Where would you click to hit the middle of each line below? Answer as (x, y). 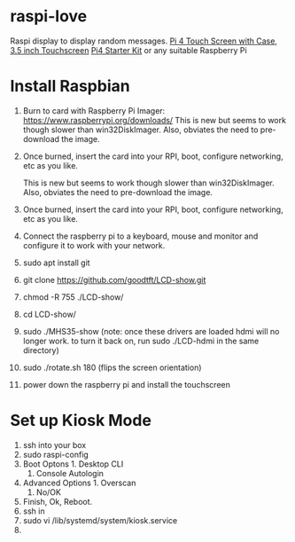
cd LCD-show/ (49, 314)
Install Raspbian (70, 86)
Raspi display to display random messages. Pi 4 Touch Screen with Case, (144, 41)
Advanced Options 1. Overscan (79, 483)
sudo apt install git (57, 263)
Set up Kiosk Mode (81, 421)
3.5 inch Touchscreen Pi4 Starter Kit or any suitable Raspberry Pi (128, 50)
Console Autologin (70, 473)
